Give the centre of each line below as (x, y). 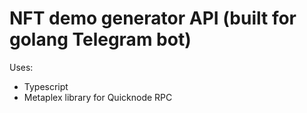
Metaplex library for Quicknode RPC (98, 97)
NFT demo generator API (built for (153, 18)
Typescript (46, 86)
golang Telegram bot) (100, 39)
